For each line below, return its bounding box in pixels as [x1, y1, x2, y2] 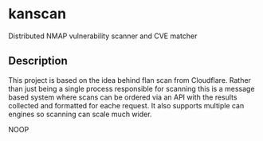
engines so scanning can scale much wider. [8, 109, 152, 119]
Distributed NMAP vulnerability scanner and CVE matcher [8, 31, 198, 41]
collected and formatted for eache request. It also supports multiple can [8, 100, 245, 110]
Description [8, 54, 68, 68]
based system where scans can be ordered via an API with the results [8, 92, 237, 102]
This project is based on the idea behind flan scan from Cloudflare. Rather [8, 75, 251, 84]
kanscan [8, 5, 67, 23]
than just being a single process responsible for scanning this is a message [8, 84, 255, 93]
